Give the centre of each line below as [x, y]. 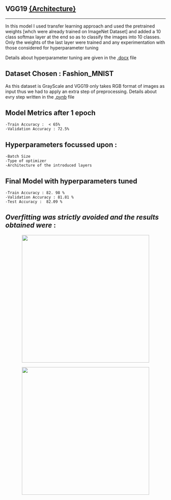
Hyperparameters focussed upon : [61, 145]
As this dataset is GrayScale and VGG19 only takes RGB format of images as [85, 86]
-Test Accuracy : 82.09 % [34, 202]
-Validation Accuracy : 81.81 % [39, 197]
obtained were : [31, 225]
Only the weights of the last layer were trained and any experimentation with [85, 42]
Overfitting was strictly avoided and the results [82, 217]
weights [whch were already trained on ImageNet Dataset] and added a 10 [83, 31]
